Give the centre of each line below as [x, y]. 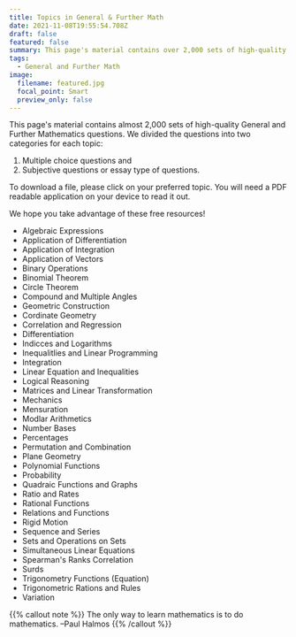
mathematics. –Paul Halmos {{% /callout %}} [91, 624]
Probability [42, 475]
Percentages [45, 438]
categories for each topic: [56, 143]
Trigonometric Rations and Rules [81, 588]
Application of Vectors [63, 259]
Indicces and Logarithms [67, 344]
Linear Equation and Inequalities [80, 372]
